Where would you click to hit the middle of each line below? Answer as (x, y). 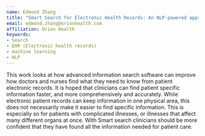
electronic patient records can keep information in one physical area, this (98, 101)
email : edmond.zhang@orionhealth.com (54, 23)
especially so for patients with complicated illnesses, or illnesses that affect (101, 113)
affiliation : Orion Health (41, 29)
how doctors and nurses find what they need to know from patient (89, 81)
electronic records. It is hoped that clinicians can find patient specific (93, 88)
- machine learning (31, 52)
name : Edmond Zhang (31, 12)
